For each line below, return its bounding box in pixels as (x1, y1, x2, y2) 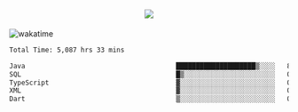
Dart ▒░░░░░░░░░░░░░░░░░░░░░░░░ (9, 94, 276, 104)
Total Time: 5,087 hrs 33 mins (9, 45, 125, 54)
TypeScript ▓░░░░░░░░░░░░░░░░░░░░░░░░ (9, 78, 276, 87)
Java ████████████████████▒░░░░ (9, 61, 276, 70)
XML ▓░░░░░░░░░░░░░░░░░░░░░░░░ (9, 86, 276, 95)
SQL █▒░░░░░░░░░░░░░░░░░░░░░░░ (9, 69, 276, 79)
